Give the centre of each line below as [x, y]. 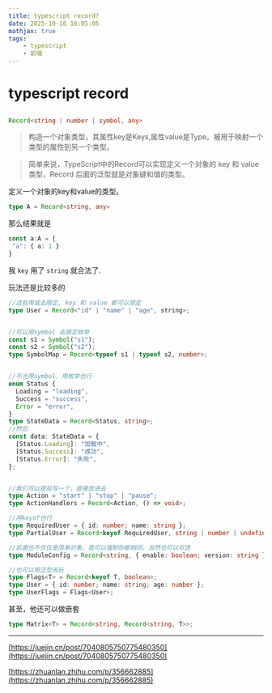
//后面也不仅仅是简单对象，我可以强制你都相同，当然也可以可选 [100, 547]
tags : [17, 38]
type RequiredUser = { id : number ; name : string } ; [97, 526]
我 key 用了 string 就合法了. [55, 270]
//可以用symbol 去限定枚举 [49, 332]
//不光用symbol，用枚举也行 [50, 376]
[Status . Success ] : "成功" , [60, 451]
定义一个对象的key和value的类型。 [66, 192]
